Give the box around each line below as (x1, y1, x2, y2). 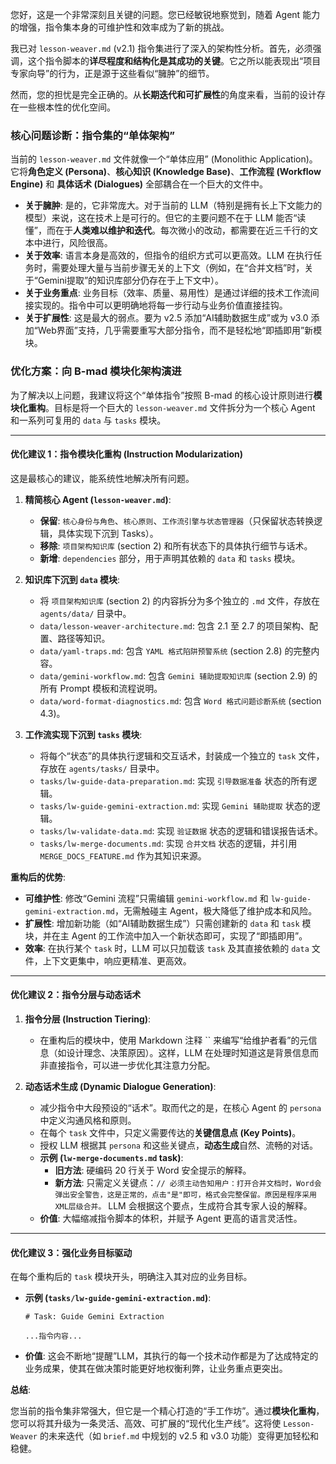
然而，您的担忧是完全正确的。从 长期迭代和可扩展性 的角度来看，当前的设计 (10, 89, 317, 100)
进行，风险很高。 (42, 237, 113, 249)
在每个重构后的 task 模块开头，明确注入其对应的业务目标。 (10, 1271, 253, 1283)
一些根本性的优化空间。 (18, 101, 116, 113)
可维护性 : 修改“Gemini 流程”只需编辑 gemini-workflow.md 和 (24, 892, 269, 904)
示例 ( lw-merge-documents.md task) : (39, 1152, 184, 1163)
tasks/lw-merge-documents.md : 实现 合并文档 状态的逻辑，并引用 (39, 837, 298, 849)
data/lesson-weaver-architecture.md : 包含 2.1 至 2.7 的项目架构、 (39, 619, 310, 632)
